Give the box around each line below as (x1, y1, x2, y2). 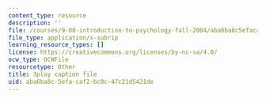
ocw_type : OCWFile (8, 56, 69, 64)
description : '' (8, 19, 62, 27)
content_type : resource (8, 11, 87, 20)
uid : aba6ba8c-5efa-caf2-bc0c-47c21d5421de (8, 77, 154, 85)
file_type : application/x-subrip (8, 33, 119, 42)
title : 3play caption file (8, 70, 97, 78)
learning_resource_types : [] (8, 41, 104, 49)
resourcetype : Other (8, 63, 77, 71)
